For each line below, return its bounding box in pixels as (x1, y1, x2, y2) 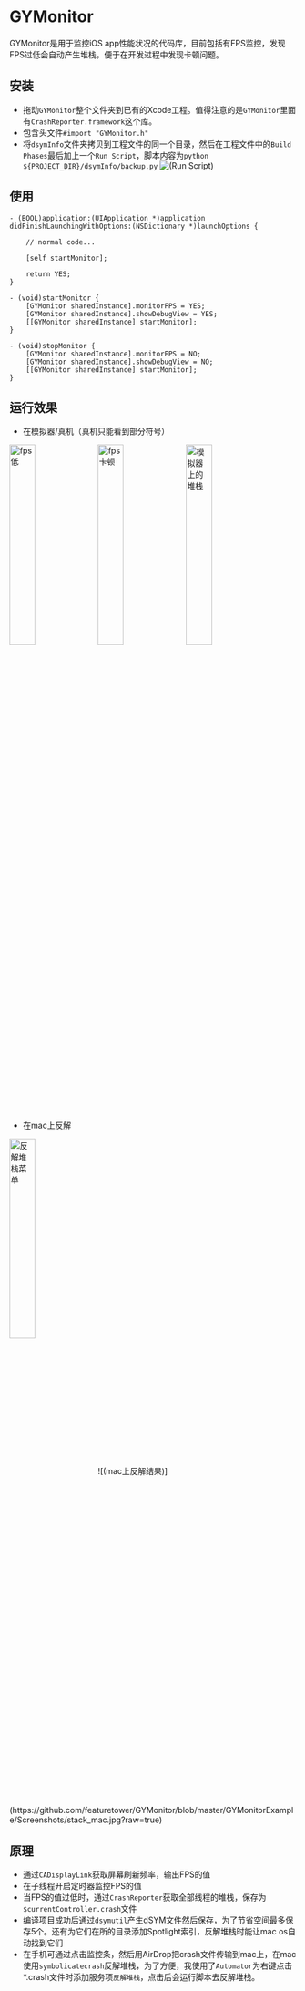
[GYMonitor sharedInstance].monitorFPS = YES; (25, 301, 206, 311)
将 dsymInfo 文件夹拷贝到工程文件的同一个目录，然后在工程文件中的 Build (22, 139, 291, 150)
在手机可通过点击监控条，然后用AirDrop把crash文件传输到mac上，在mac (22, 1949, 297, 1960)
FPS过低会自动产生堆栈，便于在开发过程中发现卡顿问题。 (9, 48, 225, 60)
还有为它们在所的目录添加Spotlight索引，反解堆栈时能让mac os (51, 1926, 289, 1937)
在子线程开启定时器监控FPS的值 (22, 1881, 142, 1892)
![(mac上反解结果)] (97, 1466, 168, 1477)
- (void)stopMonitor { (9, 341, 96, 350)
